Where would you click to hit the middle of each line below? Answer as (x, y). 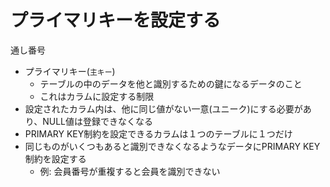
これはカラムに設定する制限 (97, 96)
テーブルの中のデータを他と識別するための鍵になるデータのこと (171, 83)
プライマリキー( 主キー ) (70, 71)
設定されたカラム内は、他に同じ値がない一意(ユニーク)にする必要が (163, 108)
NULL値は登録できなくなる (98, 121)
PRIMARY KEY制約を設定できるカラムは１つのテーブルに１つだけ (158, 133)
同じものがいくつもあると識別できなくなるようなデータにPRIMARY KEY (172, 146)
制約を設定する (55, 158)
